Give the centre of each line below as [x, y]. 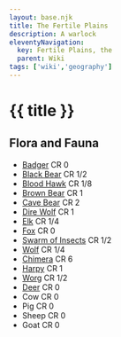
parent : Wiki [41, 59]
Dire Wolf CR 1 [48, 212]
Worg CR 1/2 [45, 278]
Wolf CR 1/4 [43, 249]
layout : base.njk [41, 17]
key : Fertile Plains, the [65, 51]
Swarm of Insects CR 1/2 [67, 239]
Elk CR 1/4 [41, 221]
